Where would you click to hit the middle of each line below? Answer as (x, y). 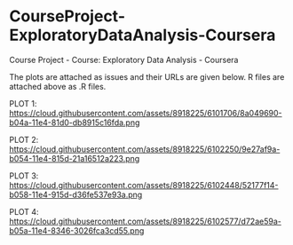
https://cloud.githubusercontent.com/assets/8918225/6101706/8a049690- (146, 113)
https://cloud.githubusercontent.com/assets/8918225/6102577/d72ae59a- (145, 221)
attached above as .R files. (58, 86)
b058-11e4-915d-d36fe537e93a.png (76, 194)
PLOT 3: (24, 176)
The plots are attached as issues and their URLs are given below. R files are (147, 76)
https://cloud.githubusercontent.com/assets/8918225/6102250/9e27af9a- (145, 149)
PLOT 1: (23, 103)
